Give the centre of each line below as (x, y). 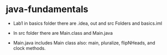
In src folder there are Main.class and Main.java (63, 33)
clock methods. (29, 48)
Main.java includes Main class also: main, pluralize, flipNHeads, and (84, 43)
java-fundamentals (47, 9)
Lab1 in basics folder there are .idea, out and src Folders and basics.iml (88, 23)
